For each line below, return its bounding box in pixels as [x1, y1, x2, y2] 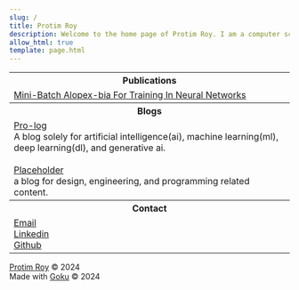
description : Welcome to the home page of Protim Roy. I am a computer [9, 29, 280, 38]
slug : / [9, 12, 38, 22]
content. [13, 186, 49, 198]
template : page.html [9, 46, 86, 55]
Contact [132, 202, 167, 214]
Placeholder [13, 164, 64, 176]
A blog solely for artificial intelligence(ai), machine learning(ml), [13, 131, 279, 143]
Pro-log [13, 119, 47, 132]
